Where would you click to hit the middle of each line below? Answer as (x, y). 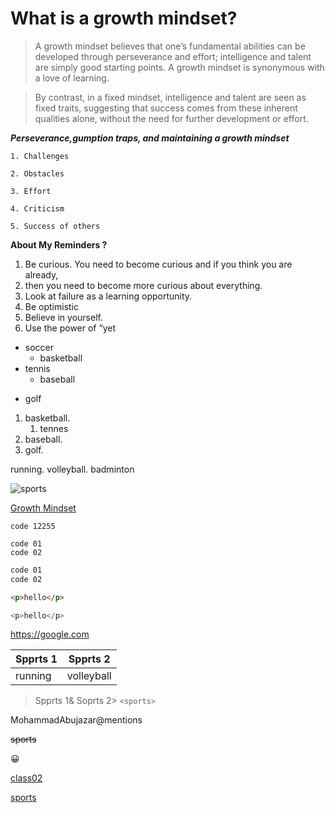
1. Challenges (40, 156)
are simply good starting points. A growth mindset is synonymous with (179, 67)
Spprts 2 (89, 659)
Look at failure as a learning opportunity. (108, 296)
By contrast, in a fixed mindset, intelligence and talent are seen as (170, 97)
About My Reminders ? (59, 244)
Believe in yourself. (63, 317)
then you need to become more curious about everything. (143, 285)
